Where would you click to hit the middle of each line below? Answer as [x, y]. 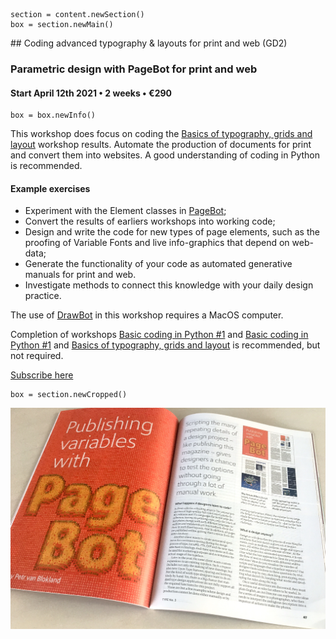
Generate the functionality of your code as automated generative [158, 264]
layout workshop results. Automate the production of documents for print [161, 145]
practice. [43, 296]
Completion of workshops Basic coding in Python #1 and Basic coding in [159, 335]
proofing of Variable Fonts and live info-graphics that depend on [157, 243]
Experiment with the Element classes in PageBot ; [125, 211]
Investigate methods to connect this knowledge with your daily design [169, 285]
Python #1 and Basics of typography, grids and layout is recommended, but [165, 345]
